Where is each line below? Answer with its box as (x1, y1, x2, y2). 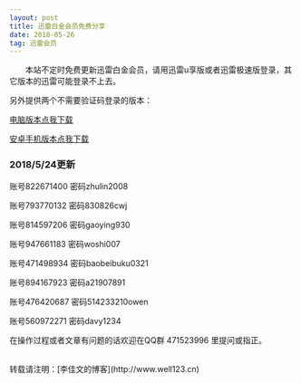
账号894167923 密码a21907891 (9, 277, 126, 288)
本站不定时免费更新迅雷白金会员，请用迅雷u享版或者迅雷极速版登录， (24, 64, 285, 75)
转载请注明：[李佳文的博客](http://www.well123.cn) (9, 363, 199, 374)
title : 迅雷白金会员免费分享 (9, 22, 106, 31)
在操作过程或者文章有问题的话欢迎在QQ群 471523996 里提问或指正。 (9, 334, 267, 345)
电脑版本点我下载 (9, 114, 73, 125)
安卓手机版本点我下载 (9, 133, 89, 145)
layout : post (9, 13, 59, 23)
